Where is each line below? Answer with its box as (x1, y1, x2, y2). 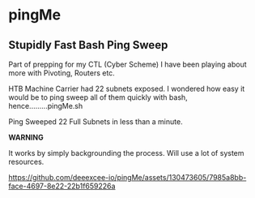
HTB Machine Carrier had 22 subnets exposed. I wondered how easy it (8, 84, 245, 93)
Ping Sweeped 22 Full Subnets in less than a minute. (8, 117, 184, 127)
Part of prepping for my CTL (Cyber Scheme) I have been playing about (8, 59, 247, 69)
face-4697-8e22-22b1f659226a (8, 181, 116, 191)
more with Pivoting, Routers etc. (8, 68, 115, 78)
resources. (8, 157, 45, 166)
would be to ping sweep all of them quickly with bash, (8, 93, 188, 102)
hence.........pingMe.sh (8, 101, 83, 110)
